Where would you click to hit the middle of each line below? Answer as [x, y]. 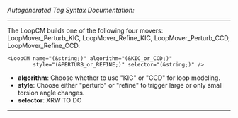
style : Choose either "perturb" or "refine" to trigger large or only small [120, 85]
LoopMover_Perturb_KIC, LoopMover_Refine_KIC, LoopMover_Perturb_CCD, [119, 38]
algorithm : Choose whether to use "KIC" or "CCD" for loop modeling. [119, 78]
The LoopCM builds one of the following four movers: [85, 30]
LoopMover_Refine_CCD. [44, 46]
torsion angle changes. [51, 93]
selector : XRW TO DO [50, 100]
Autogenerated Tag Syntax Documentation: [71, 10]
